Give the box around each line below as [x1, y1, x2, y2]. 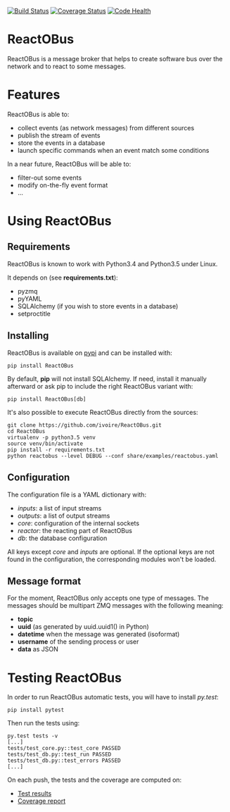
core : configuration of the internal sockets [17, 518, 139, 527]
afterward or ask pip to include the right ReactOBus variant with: [7, 382, 193, 390]
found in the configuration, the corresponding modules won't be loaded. [7, 555, 217, 563]
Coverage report [17, 797, 65, 806]
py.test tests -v [7, 732, 58, 739]
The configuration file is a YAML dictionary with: [7, 490, 146, 499]
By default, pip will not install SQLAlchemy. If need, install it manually [7, 374, 207, 383]
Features [7, 87, 60, 103]
